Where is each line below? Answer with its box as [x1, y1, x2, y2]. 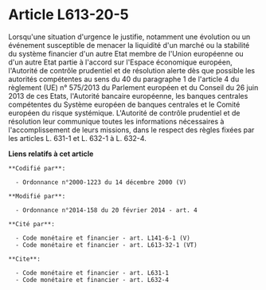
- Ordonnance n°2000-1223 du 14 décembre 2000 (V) [15, 178, 187, 186]
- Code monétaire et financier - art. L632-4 [15, 276, 170, 284]
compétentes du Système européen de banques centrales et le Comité [8, 100, 241, 109]
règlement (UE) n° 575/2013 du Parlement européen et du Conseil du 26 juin [8, 82, 259, 92]
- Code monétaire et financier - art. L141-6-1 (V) [15, 233, 191, 242]
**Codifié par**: [8, 164, 66, 172]
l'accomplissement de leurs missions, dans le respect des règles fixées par [8, 125, 255, 135]
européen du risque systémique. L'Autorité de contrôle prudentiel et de [8, 108, 241, 117]
